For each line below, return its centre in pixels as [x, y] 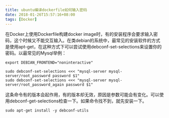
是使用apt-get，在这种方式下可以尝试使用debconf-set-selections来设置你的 [83, 47]
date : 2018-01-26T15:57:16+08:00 [40, 15]
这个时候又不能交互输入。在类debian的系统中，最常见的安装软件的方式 [87, 40]
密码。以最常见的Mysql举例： [36, 53]
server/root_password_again [35, 85]
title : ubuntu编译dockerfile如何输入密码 [46, 10]
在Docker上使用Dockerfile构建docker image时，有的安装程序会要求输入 [79, 34]
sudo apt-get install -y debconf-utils [47, 111]
